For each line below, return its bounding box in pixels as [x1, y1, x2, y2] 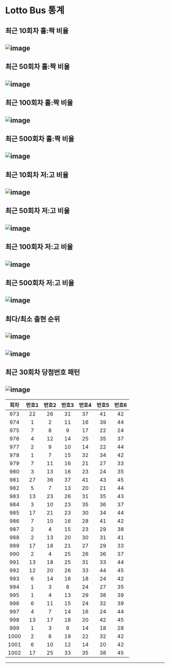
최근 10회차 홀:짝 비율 [5, 26, 69, 35]
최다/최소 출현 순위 [5, 315, 60, 323]
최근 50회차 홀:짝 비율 [5, 62, 70, 71]
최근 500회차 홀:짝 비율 [5, 134, 74, 143]
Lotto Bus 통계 [5, 5, 65, 16]
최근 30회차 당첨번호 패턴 [5, 368, 80, 377]
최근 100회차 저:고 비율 [5, 243, 73, 251]
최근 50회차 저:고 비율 [5, 206, 70, 215]
